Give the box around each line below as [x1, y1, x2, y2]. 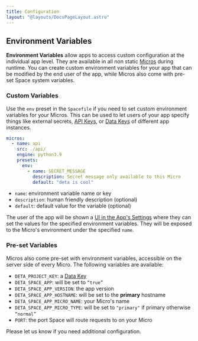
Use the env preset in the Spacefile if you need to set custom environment [6, 105, 187, 112]
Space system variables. [15, 77, 75, 84]
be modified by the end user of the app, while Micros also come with [6, 70, 173, 77]
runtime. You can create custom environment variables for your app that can [6, 64, 192, 72]
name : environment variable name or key [14, 190, 112, 197]
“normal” [14, 311, 37, 317]
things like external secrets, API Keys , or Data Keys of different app [6, 118, 170, 125]
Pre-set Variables [6, 241, 58, 249]
